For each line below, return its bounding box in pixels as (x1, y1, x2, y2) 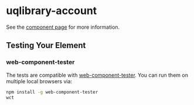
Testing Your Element (6, 40, 86, 50)
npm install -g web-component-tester (6, 89, 98, 95)
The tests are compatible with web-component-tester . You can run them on (6, 72, 189, 79)
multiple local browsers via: (6, 77, 72, 84)
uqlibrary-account (6, 4, 97, 18)
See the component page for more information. (6, 23, 120, 31)
